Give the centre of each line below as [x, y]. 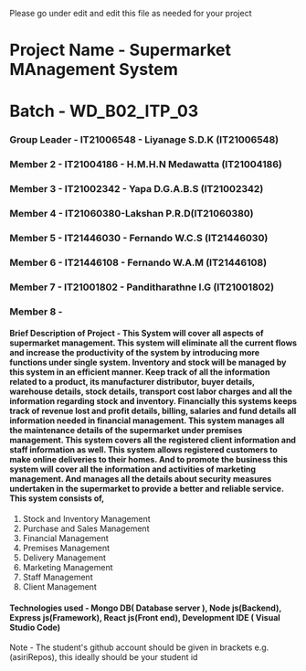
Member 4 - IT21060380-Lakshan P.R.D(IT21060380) [132, 214]
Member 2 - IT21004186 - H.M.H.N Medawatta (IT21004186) [146, 165]
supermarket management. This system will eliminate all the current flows [153, 343]
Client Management [60, 586]
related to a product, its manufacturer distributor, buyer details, [132, 382]
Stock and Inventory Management [86, 518]
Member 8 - [36, 312]
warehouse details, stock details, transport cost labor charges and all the [151, 391]
